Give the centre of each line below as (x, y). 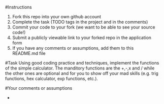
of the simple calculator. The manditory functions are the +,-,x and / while (80, 68)
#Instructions (18, 7)
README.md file (29, 53)
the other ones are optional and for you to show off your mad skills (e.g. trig (82, 73)
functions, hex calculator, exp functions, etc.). (52, 79)
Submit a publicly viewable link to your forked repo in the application (82, 37)
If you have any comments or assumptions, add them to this (73, 48)
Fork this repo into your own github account (57, 17)
